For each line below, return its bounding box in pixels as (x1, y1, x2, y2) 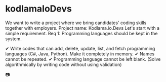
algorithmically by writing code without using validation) (5, 61, 122, 67)
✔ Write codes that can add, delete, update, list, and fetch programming (5, 45, 155, 51)
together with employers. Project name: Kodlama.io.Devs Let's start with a (5, 25, 160, 31)
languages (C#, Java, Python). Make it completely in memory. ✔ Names (5, 51, 155, 57)
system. (5, 36, 22, 42)
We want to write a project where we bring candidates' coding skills (5, 20, 147, 26)
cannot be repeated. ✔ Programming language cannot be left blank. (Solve (5, 56, 161, 62)
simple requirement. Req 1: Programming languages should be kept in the (5, 30, 158, 36)
